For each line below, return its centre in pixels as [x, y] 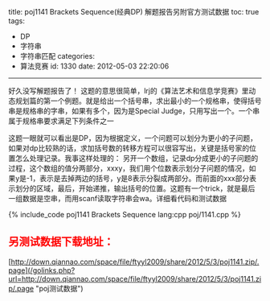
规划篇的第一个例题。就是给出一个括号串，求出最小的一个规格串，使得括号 [138, 101]
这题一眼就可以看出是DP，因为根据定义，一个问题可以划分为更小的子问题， [133, 138]
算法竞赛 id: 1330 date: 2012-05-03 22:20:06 [94, 66]
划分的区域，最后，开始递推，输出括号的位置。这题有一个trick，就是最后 [135, 188]
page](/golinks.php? [42, 270]
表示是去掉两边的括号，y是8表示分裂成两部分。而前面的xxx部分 [145, 178]
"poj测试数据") [59, 288]
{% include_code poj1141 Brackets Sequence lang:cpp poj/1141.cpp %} [125, 214]
